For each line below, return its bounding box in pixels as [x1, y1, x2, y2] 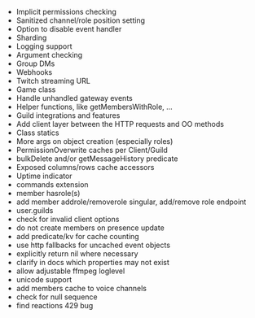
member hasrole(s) [15, 189, 81, 198]
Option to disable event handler [15, 24, 122, 33]
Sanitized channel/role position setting [15, 15, 145, 25]
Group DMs [15, 59, 55, 68]
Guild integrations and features [15, 111, 121, 120]
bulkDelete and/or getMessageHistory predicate [15, 154, 178, 163]
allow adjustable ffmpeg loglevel [15, 266, 125, 276]
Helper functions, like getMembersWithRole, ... [15, 102, 173, 111]
